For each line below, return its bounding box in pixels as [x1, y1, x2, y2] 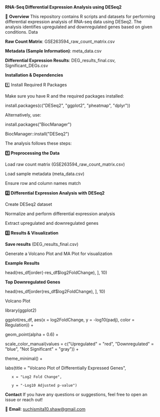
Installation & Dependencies [5, 72, 63, 78]
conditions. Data [5, 29, 38, 35]
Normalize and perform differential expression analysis [5, 211, 116, 217]
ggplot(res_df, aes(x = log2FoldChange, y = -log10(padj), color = [5, 317, 135, 322]
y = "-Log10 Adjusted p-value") [11, 383, 78, 388]
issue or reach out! [5, 397, 43, 402]
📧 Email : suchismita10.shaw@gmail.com [5, 406, 86, 412]
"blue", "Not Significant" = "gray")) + [5, 346, 79, 352]
